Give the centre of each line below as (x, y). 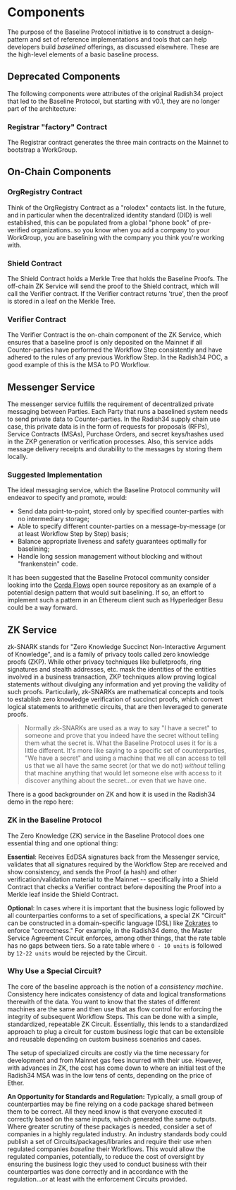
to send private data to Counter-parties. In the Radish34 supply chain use (114, 419)
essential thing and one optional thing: (63, 843)
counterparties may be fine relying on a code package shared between (110, 1104)
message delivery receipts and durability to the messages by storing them (115, 449)
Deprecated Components (64, 77)
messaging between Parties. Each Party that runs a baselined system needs (118, 412)
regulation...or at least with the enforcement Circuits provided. (98, 1179)
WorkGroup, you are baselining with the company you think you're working (116, 237)
